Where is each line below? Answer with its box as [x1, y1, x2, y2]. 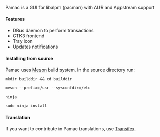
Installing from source [5, 55, 53, 61]
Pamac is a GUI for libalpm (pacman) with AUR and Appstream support [5, 5, 155, 10]
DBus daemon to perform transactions [12, 28, 94, 34]
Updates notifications [12, 43, 58, 50]
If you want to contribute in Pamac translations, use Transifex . [5, 125, 136, 132]
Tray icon [12, 38, 33, 44]
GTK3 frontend [12, 33, 45, 39]
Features [5, 16, 25, 22]
